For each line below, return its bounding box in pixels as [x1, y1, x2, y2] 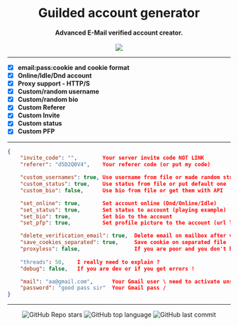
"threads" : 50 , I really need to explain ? [20, 258, 160, 266]
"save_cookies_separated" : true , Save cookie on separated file [20, 239, 227, 246]
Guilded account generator [38, 5, 200, 21]
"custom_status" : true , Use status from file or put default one [20, 180, 227, 187]
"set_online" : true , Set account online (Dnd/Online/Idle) [20, 199, 217, 206]
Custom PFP [17, 127, 55, 136]
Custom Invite [17, 111, 60, 120]
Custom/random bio [17, 95, 79, 104]
